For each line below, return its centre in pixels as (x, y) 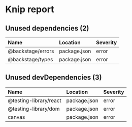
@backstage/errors (31, 51)
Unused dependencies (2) (47, 28)
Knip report (30, 9)
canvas (16, 117)
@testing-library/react (35, 100)
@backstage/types (30, 59)
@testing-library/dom (34, 109)
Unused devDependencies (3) (54, 78)
